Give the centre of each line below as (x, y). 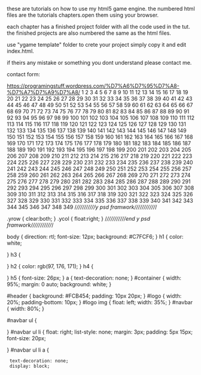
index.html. (21, 51)
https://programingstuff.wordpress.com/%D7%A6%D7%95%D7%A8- (93, 86)
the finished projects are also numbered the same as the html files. (89, 33)
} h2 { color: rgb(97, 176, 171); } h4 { (50, 266)
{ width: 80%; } (25, 309)
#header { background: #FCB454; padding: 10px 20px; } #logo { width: (94, 296)
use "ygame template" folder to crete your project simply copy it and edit (97, 45)
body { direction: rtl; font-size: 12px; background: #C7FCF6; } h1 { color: (95, 237)
